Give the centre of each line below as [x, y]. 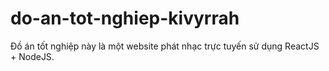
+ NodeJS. [32, 56]
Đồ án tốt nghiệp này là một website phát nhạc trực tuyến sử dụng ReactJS [165, 46]
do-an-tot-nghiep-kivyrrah [125, 18]
